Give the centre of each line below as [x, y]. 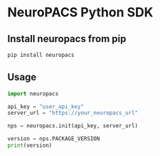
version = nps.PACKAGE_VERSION [54, 139]
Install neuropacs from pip [67, 39]
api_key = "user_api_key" [46, 106]
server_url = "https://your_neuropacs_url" [73, 113]
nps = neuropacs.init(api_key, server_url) [73, 126]
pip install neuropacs [41, 55]
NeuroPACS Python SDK [80, 12]
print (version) [30, 146]
